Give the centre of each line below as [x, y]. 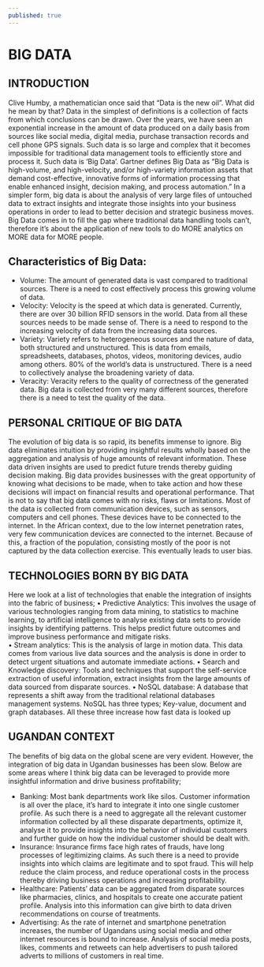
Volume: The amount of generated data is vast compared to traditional [134, 280]
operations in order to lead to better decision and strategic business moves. [131, 212]
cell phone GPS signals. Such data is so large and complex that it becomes [129, 144]
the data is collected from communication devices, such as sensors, [119, 509]
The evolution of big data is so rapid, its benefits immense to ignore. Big [125, 442]
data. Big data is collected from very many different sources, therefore [134, 390]
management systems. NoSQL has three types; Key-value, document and [127, 704]
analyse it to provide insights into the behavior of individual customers [133, 830]
